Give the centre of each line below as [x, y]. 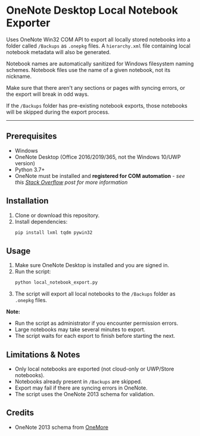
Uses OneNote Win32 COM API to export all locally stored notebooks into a [98, 39]
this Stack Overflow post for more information [71, 182]
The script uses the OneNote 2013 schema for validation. [85, 394]
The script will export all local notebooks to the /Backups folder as [95, 294]
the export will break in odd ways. [48, 94]
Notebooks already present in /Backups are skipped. [78, 381]
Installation [27, 201]
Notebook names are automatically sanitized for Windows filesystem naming [100, 64]
